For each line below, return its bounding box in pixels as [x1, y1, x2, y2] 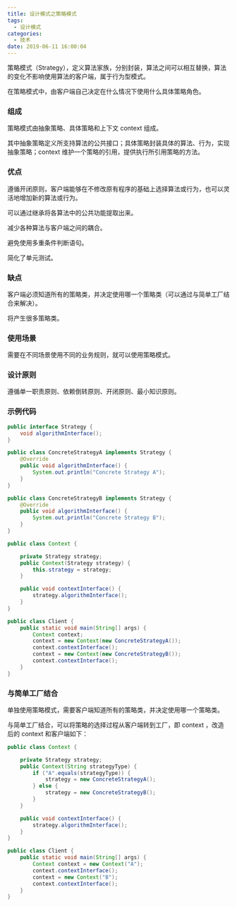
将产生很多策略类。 [7, 313, 63, 322]
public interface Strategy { [7, 423, 93, 431]
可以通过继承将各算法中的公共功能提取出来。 [7, 208, 138, 217]
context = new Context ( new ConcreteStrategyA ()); [32, 637, 181, 644]
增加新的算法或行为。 [19, 193, 82, 202]
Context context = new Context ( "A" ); [32, 860, 143, 868]
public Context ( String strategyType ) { [20, 763, 138, 770]
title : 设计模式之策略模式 [7, 10, 78, 18]
